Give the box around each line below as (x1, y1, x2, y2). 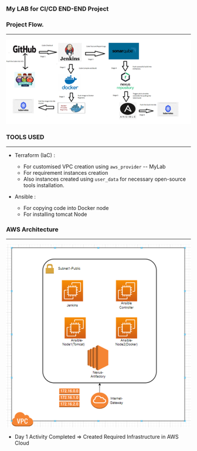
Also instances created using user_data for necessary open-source (23, 175, 186, 182)
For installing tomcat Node (23, 211, 87, 218)
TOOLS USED (6, 133, 45, 141)
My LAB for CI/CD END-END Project (6, 5, 109, 13)
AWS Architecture (6, 225, 59, 233)
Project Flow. (6, 20, 44, 28)
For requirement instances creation (23, 169, 108, 176)
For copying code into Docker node (23, 204, 109, 211)
